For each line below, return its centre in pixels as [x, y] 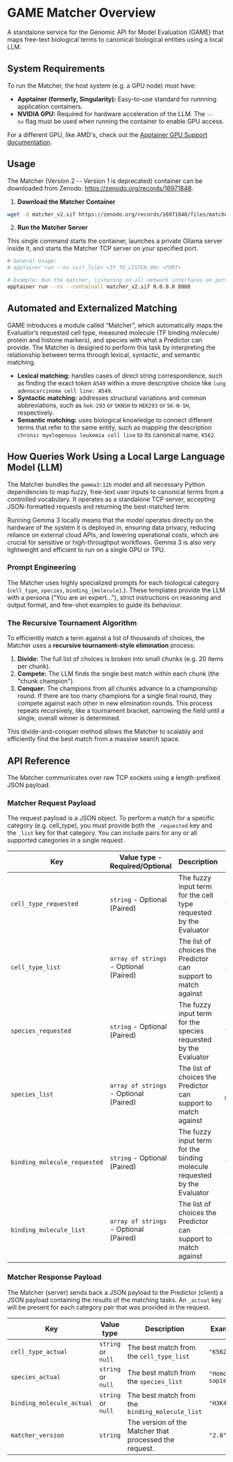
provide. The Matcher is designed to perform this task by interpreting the [111, 347]
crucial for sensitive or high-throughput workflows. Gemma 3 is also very [112, 542]
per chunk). [34, 667]
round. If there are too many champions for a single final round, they [115, 696]
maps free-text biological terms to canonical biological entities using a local [115, 39]
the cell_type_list [158, 1356]
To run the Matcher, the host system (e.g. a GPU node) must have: [102, 86]
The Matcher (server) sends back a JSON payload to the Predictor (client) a [115, 1292]
